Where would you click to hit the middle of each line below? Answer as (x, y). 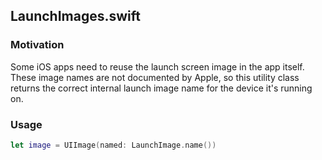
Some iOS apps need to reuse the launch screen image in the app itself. (157, 66)
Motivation (37, 45)
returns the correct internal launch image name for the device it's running (161, 88)
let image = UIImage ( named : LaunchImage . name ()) (113, 145)
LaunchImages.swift (75, 16)
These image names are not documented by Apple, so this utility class (155, 77)
